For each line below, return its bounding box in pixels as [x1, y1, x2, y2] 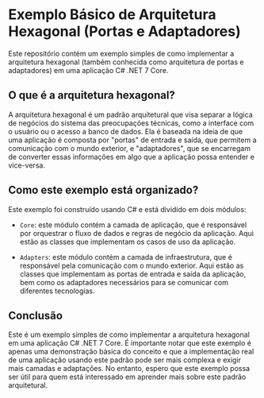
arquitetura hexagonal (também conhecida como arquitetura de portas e [8, 57, 244, 67]
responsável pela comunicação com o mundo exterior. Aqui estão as [19, 261, 244, 270]
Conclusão [8, 308, 63, 323]
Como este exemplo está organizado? [8, 184, 199, 197]
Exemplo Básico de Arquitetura [8, 6, 216, 24]
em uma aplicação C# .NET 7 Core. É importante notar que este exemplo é [8, 338, 252, 348]
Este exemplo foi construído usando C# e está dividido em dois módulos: [8, 204, 247, 214]
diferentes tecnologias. [19, 286, 95, 296]
